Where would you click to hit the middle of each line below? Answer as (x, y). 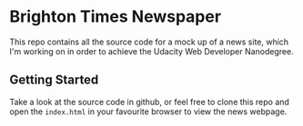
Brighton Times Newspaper (115, 17)
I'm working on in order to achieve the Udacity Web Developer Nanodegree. (151, 51)
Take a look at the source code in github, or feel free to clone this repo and (149, 102)
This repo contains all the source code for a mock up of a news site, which (149, 42)
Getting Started (54, 80)
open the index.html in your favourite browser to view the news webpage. (148, 111)
